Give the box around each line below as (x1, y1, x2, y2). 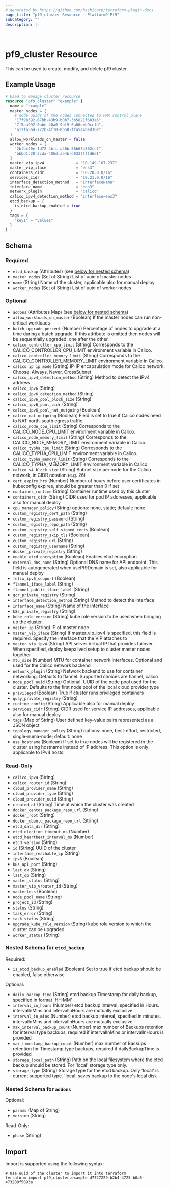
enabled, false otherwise (12, 971, 65, 978)
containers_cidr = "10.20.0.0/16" (10, 170, 113, 175)
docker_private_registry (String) (12, 548, 82, 554)
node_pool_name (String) (12, 894, 62, 900)
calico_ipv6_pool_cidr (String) (12, 401, 78, 407)
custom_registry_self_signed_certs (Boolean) (12, 527, 110, 533)
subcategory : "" (5, 17, 40, 22)
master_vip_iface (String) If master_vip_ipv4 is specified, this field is (12, 630, 156, 636)
